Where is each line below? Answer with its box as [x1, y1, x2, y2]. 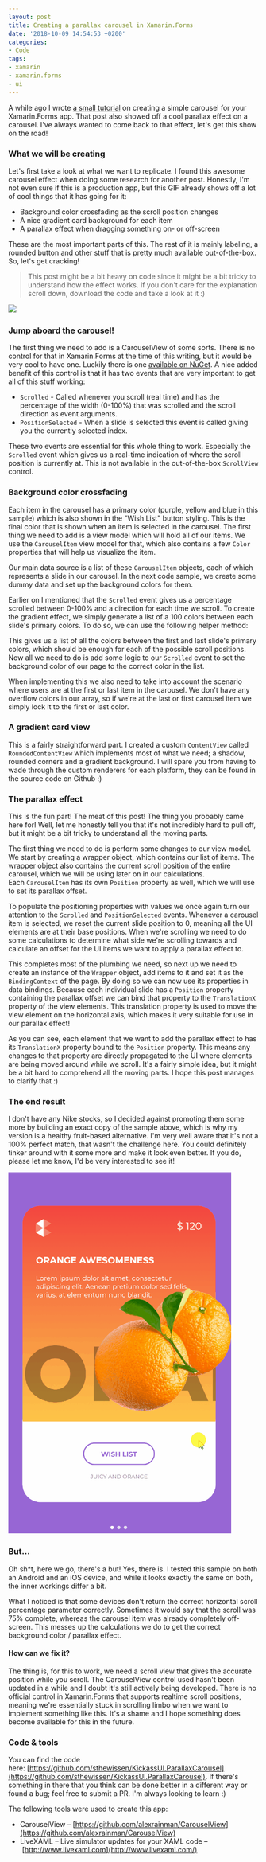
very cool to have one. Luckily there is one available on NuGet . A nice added [8, 360, 258, 369]
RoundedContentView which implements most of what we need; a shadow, [8, 748, 246, 758]
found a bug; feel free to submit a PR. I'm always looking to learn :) [8, 1789, 226, 1798]
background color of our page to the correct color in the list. [8, 661, 205, 670]
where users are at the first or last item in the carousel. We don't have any [8, 685, 250, 694]
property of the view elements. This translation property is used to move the [8, 1001, 258, 1011]
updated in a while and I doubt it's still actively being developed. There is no [8, 1683, 256, 1692]
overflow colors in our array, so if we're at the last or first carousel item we [8, 693, 252, 703]
